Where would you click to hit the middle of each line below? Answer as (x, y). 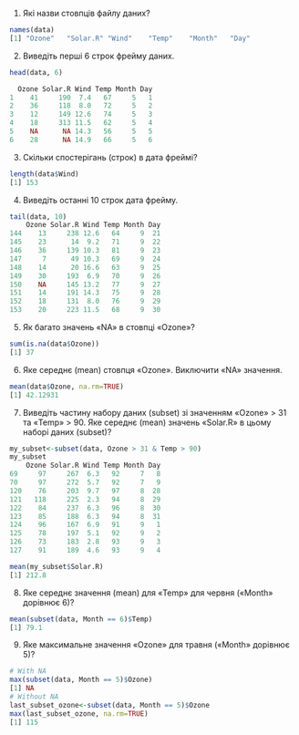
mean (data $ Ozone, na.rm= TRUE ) (67, 387)
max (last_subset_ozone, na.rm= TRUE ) (79, 714)
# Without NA (34, 697)
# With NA (28, 671)
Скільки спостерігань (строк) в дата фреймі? (110, 157)
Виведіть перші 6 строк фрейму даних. (98, 56)
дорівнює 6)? (48, 602)
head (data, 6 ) (36, 72)
